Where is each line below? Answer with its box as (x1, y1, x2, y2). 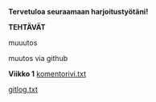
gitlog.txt (8, 84, 39, 94)
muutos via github (8, 54, 68, 63)
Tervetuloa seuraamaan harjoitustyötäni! (8, 7, 149, 16)
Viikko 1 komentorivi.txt (8, 69, 87, 79)
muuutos (8, 38, 38, 47)
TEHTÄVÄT (8, 22, 46, 31)
